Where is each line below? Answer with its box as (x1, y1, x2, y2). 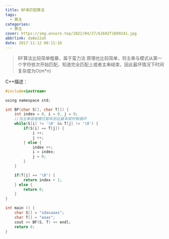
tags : (5, 12, 17, 17)
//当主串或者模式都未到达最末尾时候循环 (14, 116, 87, 122)
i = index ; (32, 149, 56, 155)
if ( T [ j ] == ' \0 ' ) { (14, 173, 56, 178)
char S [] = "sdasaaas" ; (14, 210, 65, 215)
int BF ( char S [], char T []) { (5, 107, 69, 112)
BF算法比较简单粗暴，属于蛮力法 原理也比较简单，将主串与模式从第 (17, 55, 158, 61)
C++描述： (5, 78, 28, 84)
